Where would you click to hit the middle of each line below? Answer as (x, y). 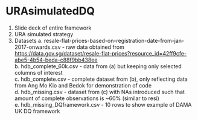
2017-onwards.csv (37, 47)
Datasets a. (28, 40)
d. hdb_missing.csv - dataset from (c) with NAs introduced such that (100, 92)
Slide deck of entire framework (53, 28)
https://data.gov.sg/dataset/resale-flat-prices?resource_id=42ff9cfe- (101, 53)
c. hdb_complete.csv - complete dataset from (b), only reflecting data (101, 79)
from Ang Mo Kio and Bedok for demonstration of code (83, 85)
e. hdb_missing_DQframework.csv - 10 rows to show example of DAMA (103, 104)
